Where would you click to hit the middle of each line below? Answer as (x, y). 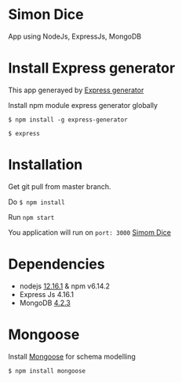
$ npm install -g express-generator (68, 120)
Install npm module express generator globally (83, 105)
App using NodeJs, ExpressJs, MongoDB (75, 36)
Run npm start (31, 217)
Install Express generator (92, 68)
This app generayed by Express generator (76, 90)
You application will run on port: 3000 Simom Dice (89, 232)
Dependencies (56, 264)
